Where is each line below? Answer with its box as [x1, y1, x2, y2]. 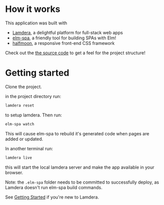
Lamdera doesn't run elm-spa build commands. [5, 184, 103, 190]
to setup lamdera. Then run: [5, 112, 62, 118]
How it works [5, 3, 61, 15]
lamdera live [5, 155, 32, 160]
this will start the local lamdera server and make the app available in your [5, 164, 155, 170]
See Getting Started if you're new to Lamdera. [5, 194, 99, 200]
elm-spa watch [5, 121, 35, 126]
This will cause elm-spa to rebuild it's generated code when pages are [5, 130, 150, 136]
